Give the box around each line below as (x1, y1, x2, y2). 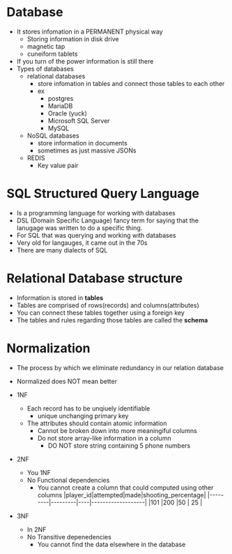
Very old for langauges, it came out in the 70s (16, 239, 148, 247)
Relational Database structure (6, 271, 183, 287)
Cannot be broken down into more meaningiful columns (37, 426, 198, 434)
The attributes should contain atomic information (26, 419, 167, 427)
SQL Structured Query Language (6, 186, 200, 201)
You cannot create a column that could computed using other (37, 483, 214, 492)
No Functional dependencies (26, 476, 110, 484)
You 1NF (26, 468, 52, 476)
